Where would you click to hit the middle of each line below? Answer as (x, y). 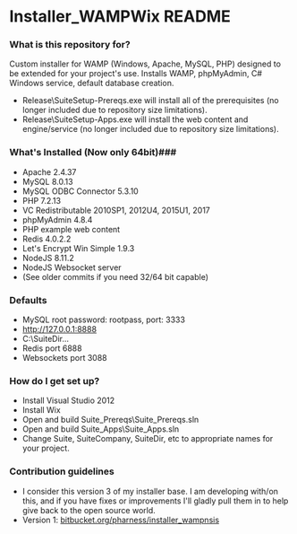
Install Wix (41, 410)
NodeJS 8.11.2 (48, 258)
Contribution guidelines (62, 471)
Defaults (28, 300)
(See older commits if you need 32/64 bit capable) (115, 276)
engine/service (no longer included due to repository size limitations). (150, 129)
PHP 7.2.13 (41, 200)
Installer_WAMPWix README (120, 17)
